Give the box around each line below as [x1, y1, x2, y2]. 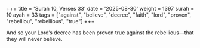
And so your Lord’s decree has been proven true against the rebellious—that [6, 29, 194, 36]
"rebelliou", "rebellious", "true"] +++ [6, 18, 95, 24]
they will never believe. [6, 36, 63, 42]
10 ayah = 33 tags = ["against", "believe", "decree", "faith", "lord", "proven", [6, 11, 192, 18]
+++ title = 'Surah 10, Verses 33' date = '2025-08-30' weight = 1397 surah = [6, 5, 195, 12]
